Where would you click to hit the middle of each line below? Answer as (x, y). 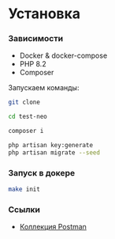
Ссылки (24, 209)
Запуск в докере (42, 173)
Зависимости (36, 39)
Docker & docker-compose (63, 55)
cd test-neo (28, 117)
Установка (45, 14)
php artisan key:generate (50, 146)
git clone (24, 102)
